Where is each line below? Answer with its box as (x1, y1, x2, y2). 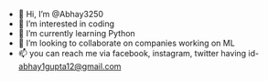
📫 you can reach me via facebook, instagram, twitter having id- (17, 48, 259, 58)
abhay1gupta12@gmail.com (17, 61, 122, 72)
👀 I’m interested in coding (17, 18, 115, 29)
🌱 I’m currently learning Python (17, 28, 135, 38)
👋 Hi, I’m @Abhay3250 (17, 9, 103, 19)
